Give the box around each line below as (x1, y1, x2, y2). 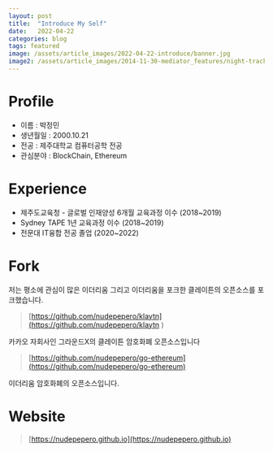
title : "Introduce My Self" (8, 20, 107, 28)
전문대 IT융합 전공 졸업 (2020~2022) (19, 228, 140, 237)
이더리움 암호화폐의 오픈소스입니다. (8, 378, 119, 388)
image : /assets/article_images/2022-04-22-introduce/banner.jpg (8, 50, 231, 58)
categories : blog (8, 34, 67, 43)
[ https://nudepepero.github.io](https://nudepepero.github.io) (28, 434, 232, 444)
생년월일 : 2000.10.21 (19, 130, 89, 140)
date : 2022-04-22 (8, 27, 75, 35)
